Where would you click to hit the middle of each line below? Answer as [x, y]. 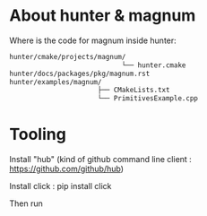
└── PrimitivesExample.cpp [148, 99]
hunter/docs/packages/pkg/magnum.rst [80, 73]
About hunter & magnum [103, 16]
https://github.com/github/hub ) [66, 169]
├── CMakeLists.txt [134, 91]
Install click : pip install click [60, 186]
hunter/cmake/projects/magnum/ [68, 56]
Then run [26, 203]
